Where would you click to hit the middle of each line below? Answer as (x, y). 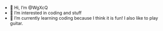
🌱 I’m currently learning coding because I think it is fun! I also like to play (84, 18)
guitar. (16, 23)
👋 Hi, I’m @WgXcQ (29, 8)
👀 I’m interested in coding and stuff (46, 13)
